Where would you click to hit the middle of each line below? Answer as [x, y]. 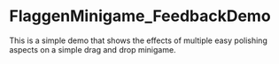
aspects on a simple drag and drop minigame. [93, 49]
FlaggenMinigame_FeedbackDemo [140, 16]
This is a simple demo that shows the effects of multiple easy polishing [138, 40]
